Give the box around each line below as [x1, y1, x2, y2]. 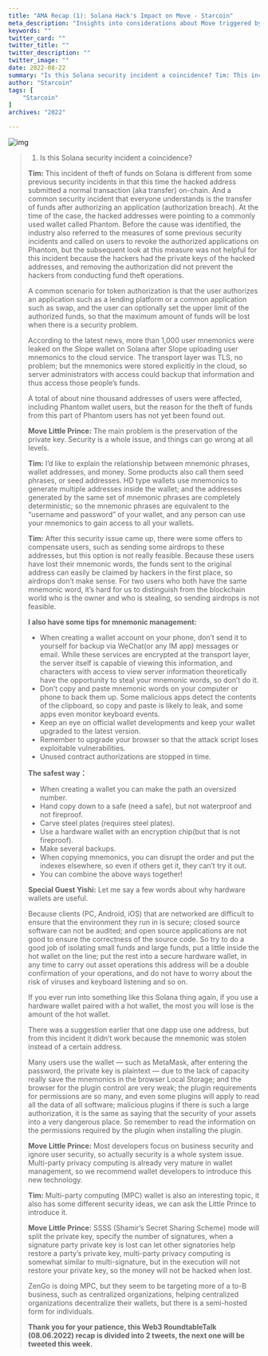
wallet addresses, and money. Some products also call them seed [27, 467, 244, 476]
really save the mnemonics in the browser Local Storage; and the [27, 1074, 242, 1084]
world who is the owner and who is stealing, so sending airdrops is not [27, 593, 260, 603]
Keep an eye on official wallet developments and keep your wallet [39, 718, 255, 727]
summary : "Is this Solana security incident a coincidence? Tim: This [8, 71, 248, 79]
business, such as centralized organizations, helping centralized [27, 1290, 239, 1299]
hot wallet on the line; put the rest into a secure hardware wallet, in [27, 952, 247, 961]
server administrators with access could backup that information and [27, 370, 255, 379]
